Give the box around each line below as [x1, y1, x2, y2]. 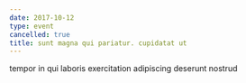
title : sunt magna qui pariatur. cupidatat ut [9, 38, 187, 48]
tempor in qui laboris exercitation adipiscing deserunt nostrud [9, 63, 238, 74]
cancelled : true [9, 30, 70, 39]
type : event [9, 22, 54, 31]
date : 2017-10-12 [9, 13, 75, 23]
